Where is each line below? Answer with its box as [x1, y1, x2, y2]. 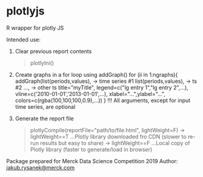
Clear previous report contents [15, 47, 92, 55]
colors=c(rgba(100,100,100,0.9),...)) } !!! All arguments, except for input [15, 97, 191, 104]
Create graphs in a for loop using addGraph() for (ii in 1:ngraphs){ [15, 71, 178, 78]
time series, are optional [15, 103, 76, 110]
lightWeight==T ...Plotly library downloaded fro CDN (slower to [30, 133, 187, 140]
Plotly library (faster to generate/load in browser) [30, 146, 153, 153]
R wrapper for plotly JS [6, 24, 64, 31]
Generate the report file [15, 115, 74, 122]
